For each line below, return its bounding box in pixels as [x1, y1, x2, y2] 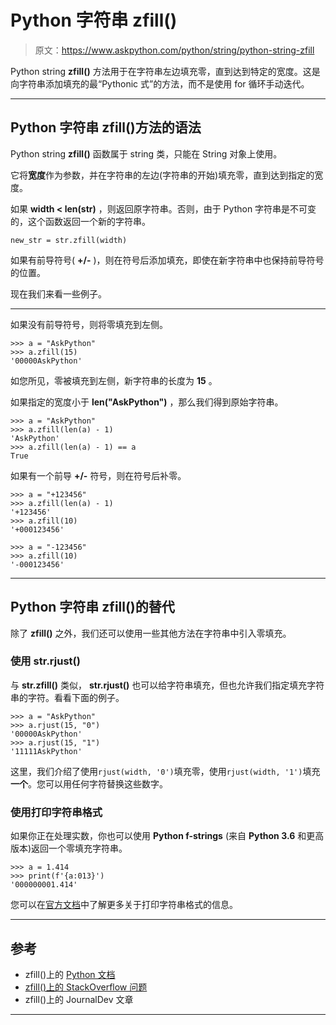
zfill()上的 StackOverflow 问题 [24, 981, 148, 993]
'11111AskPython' [10, 746, 83, 756]
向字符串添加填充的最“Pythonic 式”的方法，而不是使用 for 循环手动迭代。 [10, 77, 310, 90]
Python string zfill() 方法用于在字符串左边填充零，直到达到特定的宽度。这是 [10, 65, 321, 77]
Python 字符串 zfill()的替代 [10, 599, 175, 616]
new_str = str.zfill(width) [10, 235, 128, 245]
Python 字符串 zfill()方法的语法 [10, 119, 202, 136]
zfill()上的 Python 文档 [24, 968, 116, 980]
